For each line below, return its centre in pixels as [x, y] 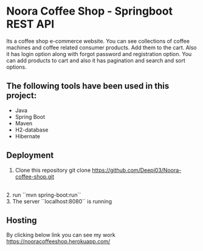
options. [17, 67]
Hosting [22, 220]
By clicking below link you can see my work [61, 235]
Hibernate [28, 136]
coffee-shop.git [35, 176]
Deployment [30, 156]
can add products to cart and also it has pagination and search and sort [96, 60]
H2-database [32, 130]
